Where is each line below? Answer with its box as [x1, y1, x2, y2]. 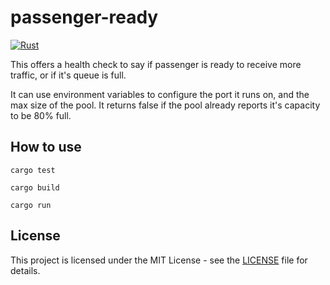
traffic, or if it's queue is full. [10, 69, 127, 81]
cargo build [10, 182, 60, 193]
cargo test [10, 165, 56, 175]
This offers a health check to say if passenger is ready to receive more [10, 58, 302, 70]
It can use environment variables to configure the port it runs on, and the [10, 88, 310, 100]
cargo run [10, 200, 52, 210]
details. [10, 264, 41, 276]
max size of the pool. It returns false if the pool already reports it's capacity [10, 99, 321, 111]
